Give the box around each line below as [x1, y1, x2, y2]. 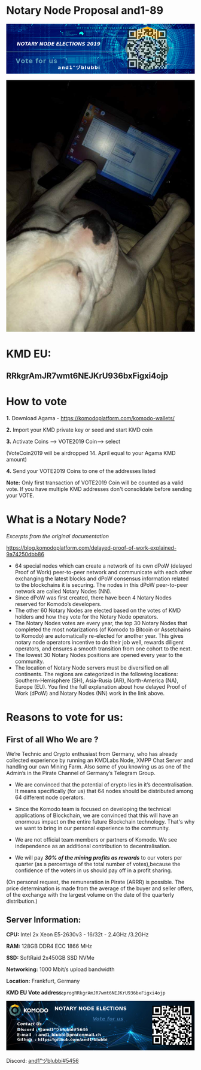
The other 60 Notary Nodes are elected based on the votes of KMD [14, 607, 181, 614]
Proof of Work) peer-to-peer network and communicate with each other [14, 569, 193, 576]
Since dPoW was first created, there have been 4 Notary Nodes [14, 594, 172, 601]
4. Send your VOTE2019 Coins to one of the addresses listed [6, 468, 156, 475]
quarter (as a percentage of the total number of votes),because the [14, 861, 181, 868]
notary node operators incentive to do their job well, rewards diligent [14, 639, 184, 646]
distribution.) [6, 897, 38, 905]
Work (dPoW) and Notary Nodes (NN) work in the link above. [14, 690, 165, 697]
